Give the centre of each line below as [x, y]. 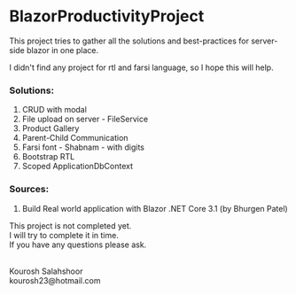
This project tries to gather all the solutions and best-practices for [129, 41]
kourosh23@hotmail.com [55, 280]
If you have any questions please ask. [78, 245]
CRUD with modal [54, 110]
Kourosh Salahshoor [46, 271]
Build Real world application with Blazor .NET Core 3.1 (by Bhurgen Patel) [155, 208]
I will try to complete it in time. [64, 235]
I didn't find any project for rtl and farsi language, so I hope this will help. [141, 67]
